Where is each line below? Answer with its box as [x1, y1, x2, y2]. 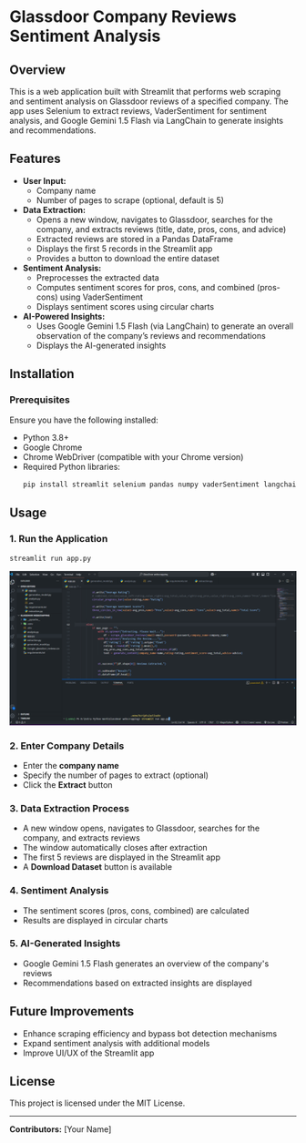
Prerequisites [9, 393, 70, 406]
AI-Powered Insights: [22, 311, 106, 321]
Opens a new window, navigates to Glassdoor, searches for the [36, 214, 273, 225]
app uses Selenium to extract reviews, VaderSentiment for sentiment [9, 106, 267, 116]
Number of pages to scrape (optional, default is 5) [36, 194, 225, 206]
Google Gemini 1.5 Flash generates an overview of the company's [22, 958, 270, 969]
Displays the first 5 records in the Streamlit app [36, 243, 213, 254]
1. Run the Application [9, 532, 108, 545]
